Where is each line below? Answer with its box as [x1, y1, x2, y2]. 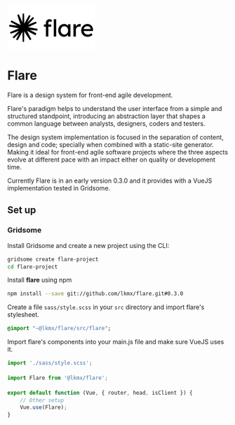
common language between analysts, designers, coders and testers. [7, 119, 206, 128]
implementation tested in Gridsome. [7, 183, 111, 192]
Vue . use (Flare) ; [20, 404, 68, 411]
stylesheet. [7, 310, 40, 319]
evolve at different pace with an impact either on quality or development [7, 155, 216, 164]
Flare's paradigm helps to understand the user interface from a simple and [7, 104, 222, 112]
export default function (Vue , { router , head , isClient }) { [7, 389, 193, 396]
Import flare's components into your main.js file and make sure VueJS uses [7, 338, 224, 346]
